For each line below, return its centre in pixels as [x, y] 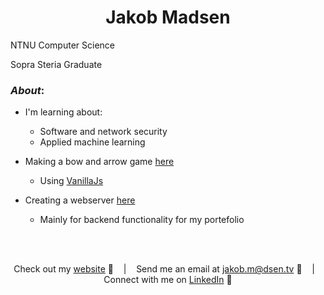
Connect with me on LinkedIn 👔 [168, 280]
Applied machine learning [92, 142]
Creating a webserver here [80, 200]
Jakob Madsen [168, 17]
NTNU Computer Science [63, 45]
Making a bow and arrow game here [99, 162]
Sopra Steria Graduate [56, 64]
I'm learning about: [63, 112]
